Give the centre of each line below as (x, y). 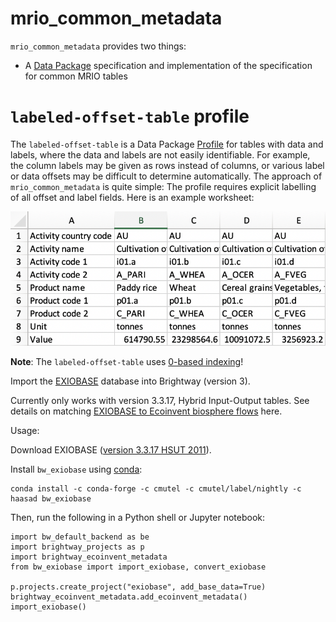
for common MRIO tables (76, 76)
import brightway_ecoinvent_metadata (89, 557)
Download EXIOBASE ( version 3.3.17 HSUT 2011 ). (111, 449)
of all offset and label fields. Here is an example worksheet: (132, 197)
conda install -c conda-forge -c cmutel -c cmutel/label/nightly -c (156, 488)
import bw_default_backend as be (80, 537)
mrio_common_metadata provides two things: (98, 46)
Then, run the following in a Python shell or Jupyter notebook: (137, 517)
